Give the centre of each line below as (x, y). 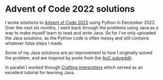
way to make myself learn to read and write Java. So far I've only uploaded (81, 33)
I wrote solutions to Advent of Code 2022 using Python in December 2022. (81, 22)
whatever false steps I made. (34, 43)
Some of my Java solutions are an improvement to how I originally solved (79, 53)
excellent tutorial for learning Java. (40, 72)
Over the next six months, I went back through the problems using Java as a (82, 27)
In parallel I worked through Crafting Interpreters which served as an (74, 67)
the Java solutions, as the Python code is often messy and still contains (77, 38)
